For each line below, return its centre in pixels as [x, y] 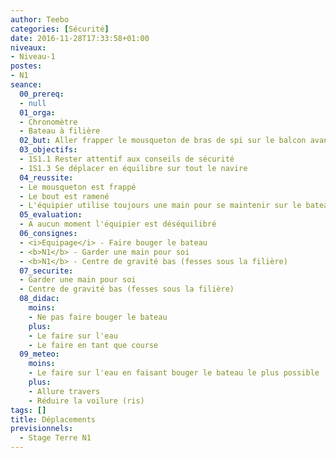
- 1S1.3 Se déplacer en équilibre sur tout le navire [133, 168]
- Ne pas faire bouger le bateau [98, 317]
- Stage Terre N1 [55, 438]
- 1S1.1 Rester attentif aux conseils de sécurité [127, 159]
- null [33, 103]
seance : [26, 85]
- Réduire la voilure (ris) [86, 401]
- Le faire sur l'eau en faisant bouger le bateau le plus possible [174, 373]
